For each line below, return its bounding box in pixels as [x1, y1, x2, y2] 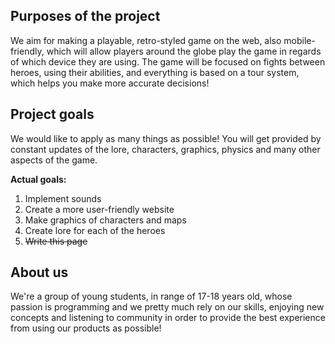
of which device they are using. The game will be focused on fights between [10, 55, 326, 68]
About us [10, 264, 69, 281]
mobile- [283, 34, 316, 46]
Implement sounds [24, 192, 102, 204]
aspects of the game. [10, 154, 98, 166]
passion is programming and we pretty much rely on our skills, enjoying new [10, 301, 325, 313]
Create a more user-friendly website [24, 203, 175, 215]
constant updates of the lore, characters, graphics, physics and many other [10, 143, 321, 155]
